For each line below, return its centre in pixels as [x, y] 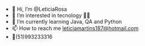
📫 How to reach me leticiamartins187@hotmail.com [75, 28]
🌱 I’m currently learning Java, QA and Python [67, 22]
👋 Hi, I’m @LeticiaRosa [39, 9]
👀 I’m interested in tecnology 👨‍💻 [51, 15]
